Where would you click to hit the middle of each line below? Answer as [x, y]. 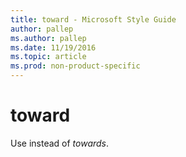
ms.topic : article [48, 57]
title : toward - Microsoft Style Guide [93, 19]
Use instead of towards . [60, 143]
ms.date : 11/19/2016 [53, 47]
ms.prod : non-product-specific [75, 66]
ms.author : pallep [48, 38]
